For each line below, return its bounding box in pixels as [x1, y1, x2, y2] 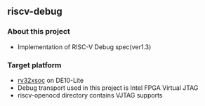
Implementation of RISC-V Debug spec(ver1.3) [17, 42, 152, 51]
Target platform [7, 60, 62, 69]
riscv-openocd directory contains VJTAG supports [17, 91, 163, 99]
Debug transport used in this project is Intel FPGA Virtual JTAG [17, 84, 199, 92]
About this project [7, 27, 70, 37]
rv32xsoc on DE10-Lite [17, 76, 84, 84]
